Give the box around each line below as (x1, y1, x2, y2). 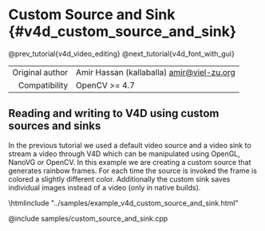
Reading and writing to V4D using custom (8, 107, 220, 120)
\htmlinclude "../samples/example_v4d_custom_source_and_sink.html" (8, 198, 239, 208)
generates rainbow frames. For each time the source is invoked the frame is (8, 166, 258, 175)
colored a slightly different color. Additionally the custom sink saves (8, 174, 231, 184)
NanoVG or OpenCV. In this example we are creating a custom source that (8, 157, 251, 166)
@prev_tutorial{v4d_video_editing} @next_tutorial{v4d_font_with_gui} (8, 49, 235, 58)
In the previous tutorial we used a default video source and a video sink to (8, 140, 251, 150)
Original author (12, 66, 69, 77)
